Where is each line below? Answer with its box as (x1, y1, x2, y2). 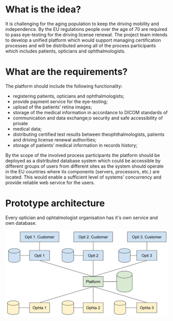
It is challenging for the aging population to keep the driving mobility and (5, 21, 160, 27)
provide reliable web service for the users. (5, 179, 95, 186)
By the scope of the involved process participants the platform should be (5, 152, 160, 158)
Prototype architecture (5, 198, 105, 209)
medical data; (12, 126, 42, 132)
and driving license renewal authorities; (12, 136, 97, 142)
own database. (5, 220, 37, 226)
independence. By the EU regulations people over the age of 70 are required (5, 26, 167, 32)
